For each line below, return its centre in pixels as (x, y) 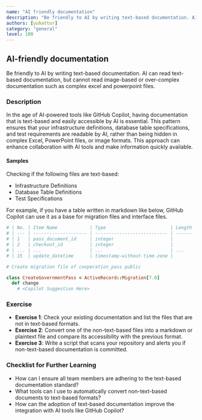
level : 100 (20, 34)
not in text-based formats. (47, 324)
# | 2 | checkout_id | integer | (90, 245)
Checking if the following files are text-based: (63, 174)
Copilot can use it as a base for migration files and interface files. (87, 217)
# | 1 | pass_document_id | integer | (90, 239)
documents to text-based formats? (58, 397)
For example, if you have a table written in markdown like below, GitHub (95, 210)
